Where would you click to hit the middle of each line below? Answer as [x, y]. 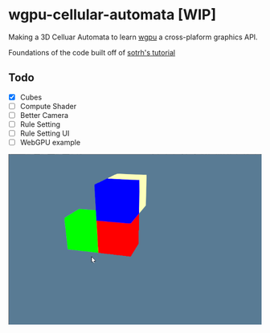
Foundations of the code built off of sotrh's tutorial [92, 52]
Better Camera [44, 115]
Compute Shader [48, 106]
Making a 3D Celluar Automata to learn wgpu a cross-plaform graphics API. [133, 37]
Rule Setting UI [45, 133]
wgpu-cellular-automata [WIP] [112, 15]
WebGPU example [50, 143]
